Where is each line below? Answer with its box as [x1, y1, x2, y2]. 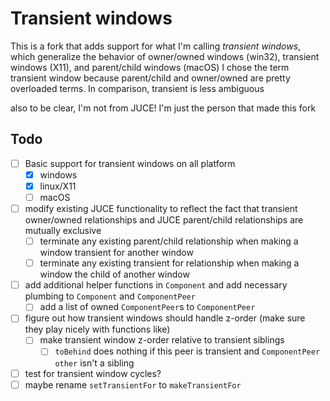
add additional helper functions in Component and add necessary [24, 279, 288, 291]
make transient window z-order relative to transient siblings [39, 334, 285, 346]
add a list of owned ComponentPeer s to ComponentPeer [39, 301, 256, 313]
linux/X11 [39, 180, 77, 192]
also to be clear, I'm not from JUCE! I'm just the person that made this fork [10, 102, 317, 114]
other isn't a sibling [54, 357, 135, 369]
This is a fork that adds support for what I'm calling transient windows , [10, 40, 302, 52]
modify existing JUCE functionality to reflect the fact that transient [24, 203, 298, 214]
